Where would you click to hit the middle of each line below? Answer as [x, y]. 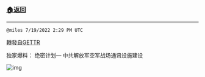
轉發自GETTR [23, 42]
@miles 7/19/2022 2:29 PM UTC [45, 31]
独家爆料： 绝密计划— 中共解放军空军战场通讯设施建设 [75, 56]
